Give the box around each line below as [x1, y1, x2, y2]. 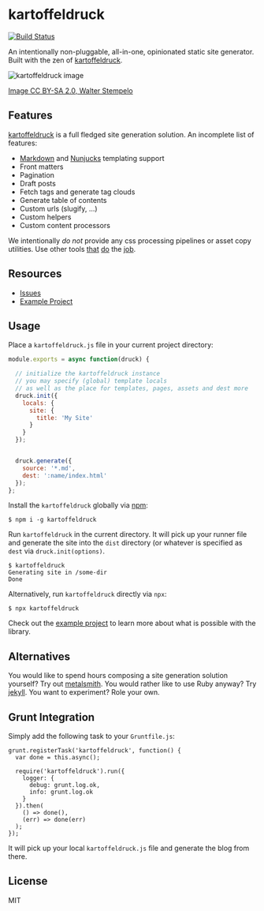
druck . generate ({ [15, 457, 73, 465]
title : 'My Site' [36, 414, 93, 422]
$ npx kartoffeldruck [8, 605, 80, 613]
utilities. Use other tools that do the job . [8, 244, 136, 253]
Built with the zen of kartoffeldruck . [8, 55, 123, 65]
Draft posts [19, 178, 57, 188]
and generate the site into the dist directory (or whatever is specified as [8, 538, 243, 548]
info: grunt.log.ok [28, 788, 93, 796]
